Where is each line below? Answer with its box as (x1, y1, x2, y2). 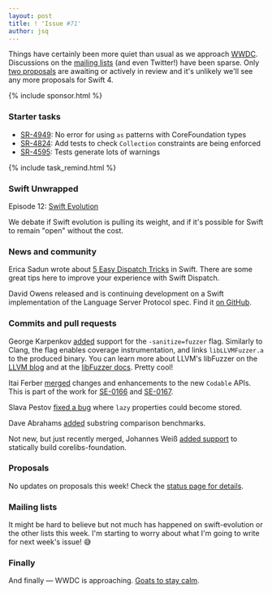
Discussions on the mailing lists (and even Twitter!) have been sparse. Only (8, 58, 260, 67)
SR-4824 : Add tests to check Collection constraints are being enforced (19, 138, 261, 148)
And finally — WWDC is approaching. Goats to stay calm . (8, 576, 201, 586)
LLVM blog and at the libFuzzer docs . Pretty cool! (8, 362, 173, 372)
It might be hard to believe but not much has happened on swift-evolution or (8, 520, 263, 530)
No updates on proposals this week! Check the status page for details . (8, 481, 244, 491)
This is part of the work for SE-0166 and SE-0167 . (8, 387, 174, 396)
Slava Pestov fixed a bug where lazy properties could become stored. (8, 402, 242, 412)
